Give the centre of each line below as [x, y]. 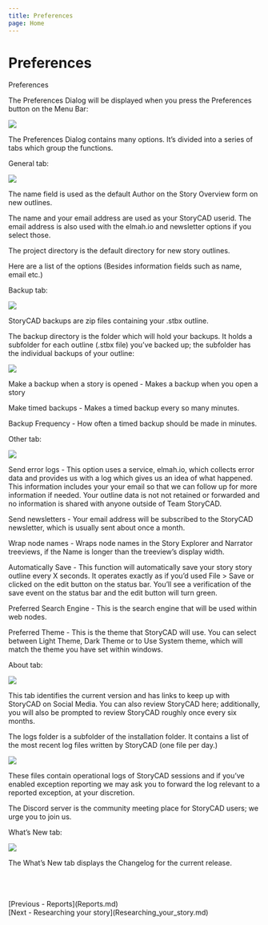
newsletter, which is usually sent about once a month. [97, 528]
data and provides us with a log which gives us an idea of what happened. [131, 479]
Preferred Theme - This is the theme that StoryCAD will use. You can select [132, 632]
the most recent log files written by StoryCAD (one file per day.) [113, 745]
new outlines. [30, 203]
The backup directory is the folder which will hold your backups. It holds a [130, 337]
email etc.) [26, 275]
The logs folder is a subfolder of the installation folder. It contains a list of [129, 737]
